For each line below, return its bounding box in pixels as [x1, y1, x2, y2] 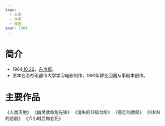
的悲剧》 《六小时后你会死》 [5, 116, 63, 121]
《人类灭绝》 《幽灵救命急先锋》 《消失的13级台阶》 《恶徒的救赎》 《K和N [5, 109, 161, 115]
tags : [5, 7, 16, 12]
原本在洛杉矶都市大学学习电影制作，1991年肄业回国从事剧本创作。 [12, 73, 148, 79]
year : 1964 [5, 26, 28, 31]
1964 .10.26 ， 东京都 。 [12, 66, 56, 72]
